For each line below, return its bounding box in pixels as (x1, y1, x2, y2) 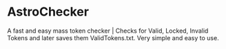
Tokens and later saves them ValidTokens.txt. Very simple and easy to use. (7, 33, 219, 42)
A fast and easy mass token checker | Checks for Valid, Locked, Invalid (7, 27, 209, 35)
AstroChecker (7, 4, 90, 20)
